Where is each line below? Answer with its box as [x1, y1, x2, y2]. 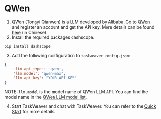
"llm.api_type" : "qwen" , [13, 67, 64, 71]
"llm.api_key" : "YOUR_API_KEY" [13, 76, 77, 81]
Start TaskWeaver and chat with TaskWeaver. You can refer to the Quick [11, 103, 156, 109]
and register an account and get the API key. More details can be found [11, 24, 155, 30]
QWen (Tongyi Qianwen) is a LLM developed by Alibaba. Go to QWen [11, 19, 150, 25]
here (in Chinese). [11, 29, 48, 35]
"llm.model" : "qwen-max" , [13, 71, 66, 76]
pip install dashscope [4, 44, 51, 49]
